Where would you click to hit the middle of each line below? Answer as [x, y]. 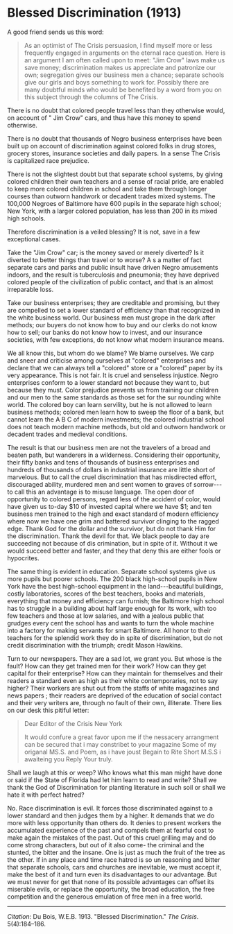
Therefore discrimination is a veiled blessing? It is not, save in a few [104, 232]
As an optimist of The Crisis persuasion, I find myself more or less [118, 45]
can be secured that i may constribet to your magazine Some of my [120, 744]
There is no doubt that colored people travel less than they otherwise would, [116, 110]
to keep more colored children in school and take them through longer [107, 189]
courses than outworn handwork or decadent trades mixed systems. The [111, 196]
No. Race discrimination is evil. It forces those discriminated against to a [110, 808]
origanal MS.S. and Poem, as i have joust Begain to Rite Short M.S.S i [122, 752]
